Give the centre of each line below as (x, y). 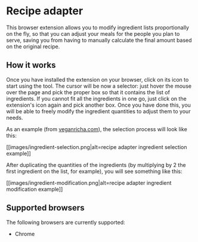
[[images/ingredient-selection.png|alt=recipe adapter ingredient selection (97, 147)
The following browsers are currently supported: (66, 222)
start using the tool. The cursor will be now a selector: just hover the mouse (99, 86)
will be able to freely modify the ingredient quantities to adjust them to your (98, 111)
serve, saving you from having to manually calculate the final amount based (99, 40)
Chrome (25, 234)
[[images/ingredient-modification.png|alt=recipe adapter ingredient (89, 182)
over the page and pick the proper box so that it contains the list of (88, 92)
